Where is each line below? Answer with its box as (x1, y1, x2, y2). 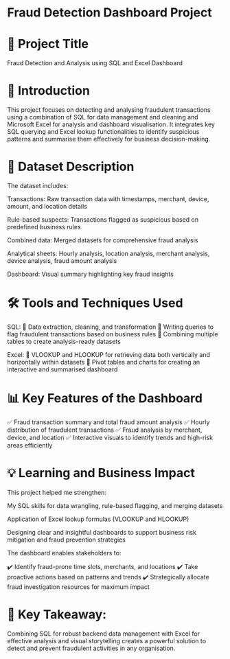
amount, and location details (7, 203, 88, 210)
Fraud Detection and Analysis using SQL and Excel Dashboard (7, 59, 183, 67)
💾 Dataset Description (7, 159, 135, 174)
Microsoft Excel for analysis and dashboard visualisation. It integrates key (7, 120, 215, 128)
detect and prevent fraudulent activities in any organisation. (7, 644, 176, 652)
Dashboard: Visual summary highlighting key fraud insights (7, 270, 174, 278)
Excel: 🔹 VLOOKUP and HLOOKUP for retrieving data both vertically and (7, 350, 211, 358)
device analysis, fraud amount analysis (7, 257, 117, 265)
